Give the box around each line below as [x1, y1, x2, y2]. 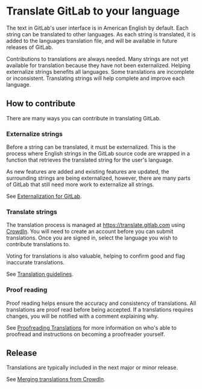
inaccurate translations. [6, 259, 65, 266]
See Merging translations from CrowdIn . [6, 376, 106, 383]
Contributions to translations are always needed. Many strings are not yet [6, 55, 189, 62]
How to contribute [6, 99, 76, 109]
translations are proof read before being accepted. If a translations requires [6, 306, 194, 313]
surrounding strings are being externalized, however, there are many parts [6, 174, 191, 182]
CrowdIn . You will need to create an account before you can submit [6, 228, 174, 235]
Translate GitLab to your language [6, 4, 180, 18]
